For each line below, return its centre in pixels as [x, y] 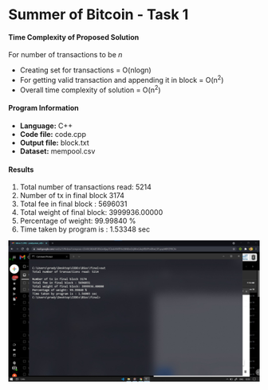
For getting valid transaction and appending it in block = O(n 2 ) [122, 80]
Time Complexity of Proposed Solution [74, 37]
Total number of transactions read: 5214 [85, 187]
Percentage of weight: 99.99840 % [78, 221]
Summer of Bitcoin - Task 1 [99, 15]
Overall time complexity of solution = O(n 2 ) [90, 89]
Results [21, 170]
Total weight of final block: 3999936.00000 [91, 213]
